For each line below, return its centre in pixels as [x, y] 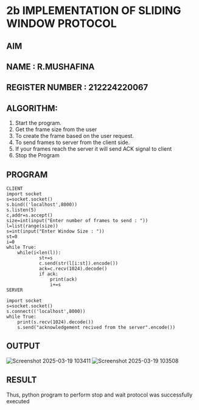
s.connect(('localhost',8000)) [46, 311]
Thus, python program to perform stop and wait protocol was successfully [100, 395]
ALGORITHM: [32, 108]
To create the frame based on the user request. [74, 136]
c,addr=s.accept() [30, 215]
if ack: [49, 274]
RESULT [22, 380]
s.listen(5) [21, 210]
